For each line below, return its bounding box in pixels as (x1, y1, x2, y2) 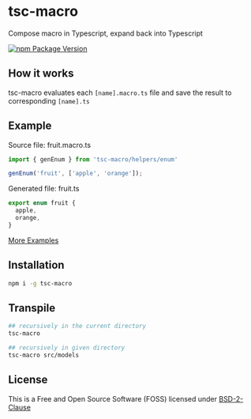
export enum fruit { (8, 199, 77, 207)
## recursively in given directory (8, 344, 126, 352)
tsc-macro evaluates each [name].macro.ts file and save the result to (8, 88, 232, 97)
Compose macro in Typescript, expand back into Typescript (8, 28, 204, 38)
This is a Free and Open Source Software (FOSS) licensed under (8, 394, 218, 403)
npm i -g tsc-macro (8, 279, 73, 287)
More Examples (8, 236, 59, 245)
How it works (8, 66, 74, 81)
